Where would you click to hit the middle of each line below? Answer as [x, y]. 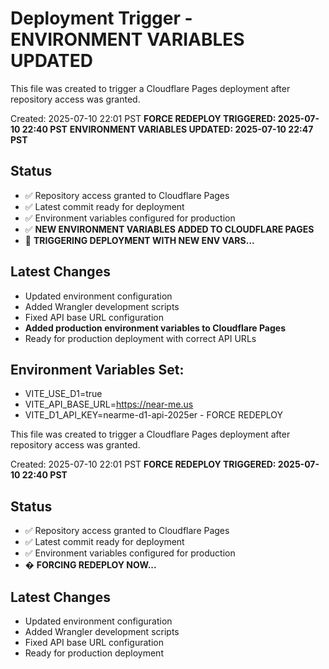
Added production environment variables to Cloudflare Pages [155, 328]
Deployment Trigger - [101, 18]
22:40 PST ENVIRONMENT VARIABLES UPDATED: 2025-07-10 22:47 [167, 129]
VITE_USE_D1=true [63, 394]
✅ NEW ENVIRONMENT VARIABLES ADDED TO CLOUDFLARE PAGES [169, 229]
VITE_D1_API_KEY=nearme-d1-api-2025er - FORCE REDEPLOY [154, 415]
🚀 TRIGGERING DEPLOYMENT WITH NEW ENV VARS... [139, 240]
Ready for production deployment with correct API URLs [140, 338]
